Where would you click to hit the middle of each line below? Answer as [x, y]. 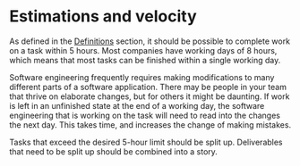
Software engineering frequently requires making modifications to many [142, 77]
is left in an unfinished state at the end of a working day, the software [137, 105]
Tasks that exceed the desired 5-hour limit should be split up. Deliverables [146, 142]
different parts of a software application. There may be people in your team [148, 87]
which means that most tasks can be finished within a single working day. [145, 60]
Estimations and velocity [103, 17]
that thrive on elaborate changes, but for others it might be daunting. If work [150, 96]
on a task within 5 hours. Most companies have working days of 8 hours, [143, 50]
